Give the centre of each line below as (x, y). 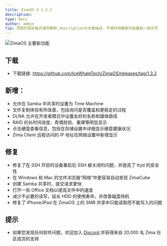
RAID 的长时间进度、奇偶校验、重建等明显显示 (60, 122)
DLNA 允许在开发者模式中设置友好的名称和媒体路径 (65, 116)
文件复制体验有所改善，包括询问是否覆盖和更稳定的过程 (69, 110)
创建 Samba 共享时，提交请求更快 (47, 184)
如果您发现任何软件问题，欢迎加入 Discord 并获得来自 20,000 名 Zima (84, 233)
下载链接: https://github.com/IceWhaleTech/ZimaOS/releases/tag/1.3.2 (84, 73)
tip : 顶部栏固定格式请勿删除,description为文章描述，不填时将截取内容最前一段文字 (82, 28)
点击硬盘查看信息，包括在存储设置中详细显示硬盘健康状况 (71, 128)
